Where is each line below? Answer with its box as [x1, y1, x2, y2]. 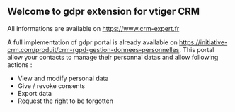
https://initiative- [179, 38, 228, 46]
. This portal [179, 45, 214, 54]
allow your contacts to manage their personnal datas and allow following [7, 53, 219, 61]
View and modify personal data [17, 74, 109, 82]
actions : [7, 60, 33, 69]
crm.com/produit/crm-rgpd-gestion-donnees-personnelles [7, 45, 180, 54]
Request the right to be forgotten [17, 97, 113, 105]
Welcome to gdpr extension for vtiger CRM [7, 6, 200, 18]
